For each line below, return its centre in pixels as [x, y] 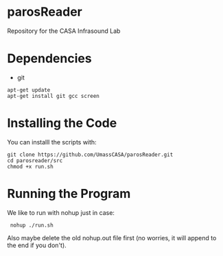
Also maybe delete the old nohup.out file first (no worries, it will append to [112, 238]
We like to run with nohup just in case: [61, 212]
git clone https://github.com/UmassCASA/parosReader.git [90, 155]
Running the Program [69, 194]
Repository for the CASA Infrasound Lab [64, 31]
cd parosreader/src [35, 161]
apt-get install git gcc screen [53, 96]
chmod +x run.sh [30, 166]
